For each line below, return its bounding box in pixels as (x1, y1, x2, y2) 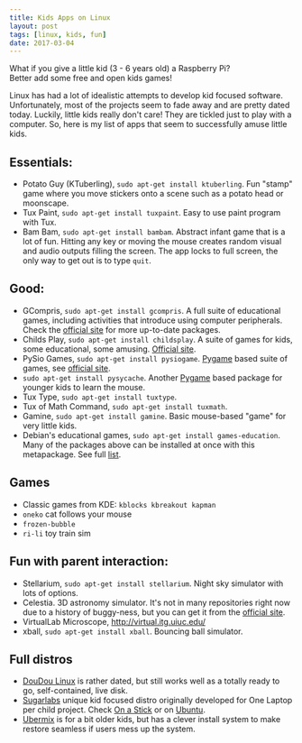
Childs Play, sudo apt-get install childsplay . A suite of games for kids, (22, 334, 293, 344)
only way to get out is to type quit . (22, 255, 151, 266)
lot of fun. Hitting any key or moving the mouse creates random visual (22, 236, 282, 247)
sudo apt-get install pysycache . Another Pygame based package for (22, 371, 283, 383)
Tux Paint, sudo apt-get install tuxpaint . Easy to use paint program (22, 207, 281, 218)
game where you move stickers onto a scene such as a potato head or (22, 188, 284, 199)
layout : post (9, 22, 59, 31)
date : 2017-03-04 (9, 38, 75, 48)
